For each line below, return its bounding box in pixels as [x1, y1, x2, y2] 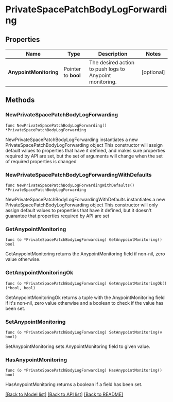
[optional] [141, 68, 165, 76]
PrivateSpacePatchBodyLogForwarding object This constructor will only [5, 202, 158, 208]
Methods [5, 96, 35, 104]
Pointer [63, 65, 81, 73]
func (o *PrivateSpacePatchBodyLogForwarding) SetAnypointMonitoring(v [5, 329, 162, 335]
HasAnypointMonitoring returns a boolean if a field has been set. [5, 381, 143, 388]
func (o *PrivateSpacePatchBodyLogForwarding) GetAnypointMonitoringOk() [5, 281, 167, 286]
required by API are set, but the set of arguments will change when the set [5, 153, 163, 159]
